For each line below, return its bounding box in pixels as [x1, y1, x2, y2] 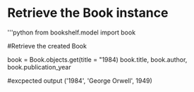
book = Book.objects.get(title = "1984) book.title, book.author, [7, 55, 188, 64]
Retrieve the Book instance [7, 5, 169, 21]
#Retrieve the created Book [7, 41, 87, 50]
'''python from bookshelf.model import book [7, 28, 136, 37]
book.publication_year [7, 63, 72, 71]
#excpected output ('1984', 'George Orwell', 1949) [7, 76, 153, 85]
